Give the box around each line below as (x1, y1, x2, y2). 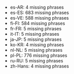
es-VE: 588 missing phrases (10, 15, 69, 21)
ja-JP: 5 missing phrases (10, 36, 62, 42)
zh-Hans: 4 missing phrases (10, 63, 69, 69)
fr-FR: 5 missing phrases (10, 26, 62, 32)
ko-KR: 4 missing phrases (10, 42, 64, 47)
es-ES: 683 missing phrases (10, 10, 69, 16)
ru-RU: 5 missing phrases (10, 58, 63, 63)
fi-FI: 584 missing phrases (10, 20, 65, 26)
